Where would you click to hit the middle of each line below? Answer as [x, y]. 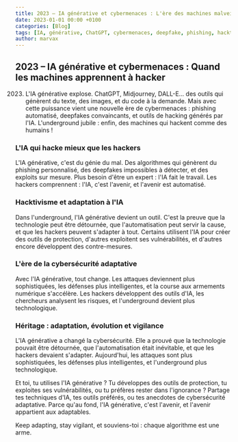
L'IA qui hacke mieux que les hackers [78, 148]
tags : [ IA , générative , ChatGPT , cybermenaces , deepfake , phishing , [115, 32]
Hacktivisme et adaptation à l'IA [69, 203]
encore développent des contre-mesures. [74, 246]
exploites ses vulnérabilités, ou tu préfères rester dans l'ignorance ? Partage [123, 390]
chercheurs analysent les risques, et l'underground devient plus [105, 300]
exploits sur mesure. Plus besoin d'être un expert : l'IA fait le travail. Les [116, 177]
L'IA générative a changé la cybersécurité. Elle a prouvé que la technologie [120, 341]
